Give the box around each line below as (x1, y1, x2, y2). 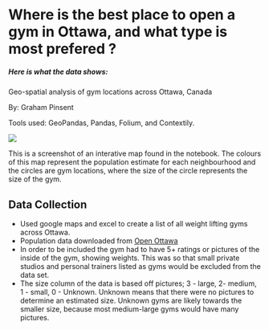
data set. (19, 270, 50, 279)
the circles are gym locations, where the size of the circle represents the (8, 166, 248, 176)
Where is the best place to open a (8, 6, 235, 24)
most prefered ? (8, 40, 116, 58)
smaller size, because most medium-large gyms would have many (19, 304, 239, 314)
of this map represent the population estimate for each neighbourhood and (8, 157, 256, 167)
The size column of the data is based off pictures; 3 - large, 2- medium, (19, 279, 257, 288)
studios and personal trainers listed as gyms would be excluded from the (19, 261, 261, 271)
